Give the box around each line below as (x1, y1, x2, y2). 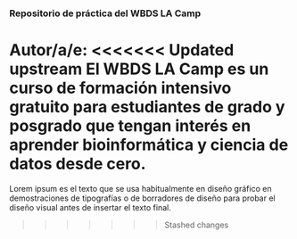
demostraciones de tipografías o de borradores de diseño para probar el (9, 193, 276, 203)
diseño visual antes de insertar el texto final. (9, 202, 171, 212)
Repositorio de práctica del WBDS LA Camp (9, 7, 202, 20)
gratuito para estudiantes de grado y (9, 97, 285, 118)
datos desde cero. (9, 154, 146, 174)
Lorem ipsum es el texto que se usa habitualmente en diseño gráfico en (9, 183, 272, 194)
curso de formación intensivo (9, 78, 232, 98)
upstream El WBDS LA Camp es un (9, 59, 269, 79)
